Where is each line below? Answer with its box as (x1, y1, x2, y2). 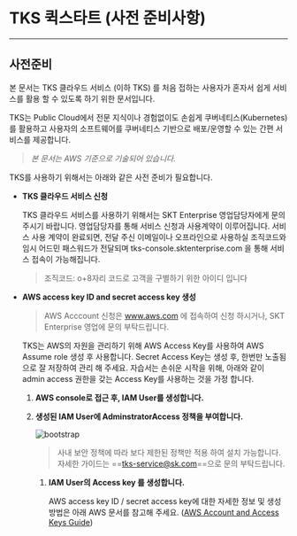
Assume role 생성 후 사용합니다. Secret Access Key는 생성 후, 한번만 (21, 351, 263, 361)
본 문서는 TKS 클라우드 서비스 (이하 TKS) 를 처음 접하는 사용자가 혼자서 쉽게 (9, 82, 271, 93)
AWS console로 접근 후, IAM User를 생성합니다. (34, 392, 204, 403)
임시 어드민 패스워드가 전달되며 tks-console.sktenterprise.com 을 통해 (21, 243, 269, 253)
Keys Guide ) (48, 517, 94, 527)
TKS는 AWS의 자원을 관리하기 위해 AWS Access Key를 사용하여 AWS (21, 340, 264, 351)
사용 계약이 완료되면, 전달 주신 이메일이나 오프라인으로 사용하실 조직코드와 (31, 231, 287, 242)
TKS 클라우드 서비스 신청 (21, 190, 109, 201)
